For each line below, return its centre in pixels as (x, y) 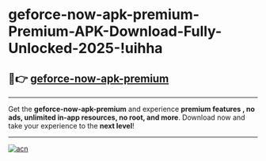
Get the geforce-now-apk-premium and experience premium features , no (132, 109)
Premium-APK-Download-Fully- (115, 31)
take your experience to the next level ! (71, 126)
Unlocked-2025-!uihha (85, 48)
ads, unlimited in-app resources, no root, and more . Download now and (127, 117)
